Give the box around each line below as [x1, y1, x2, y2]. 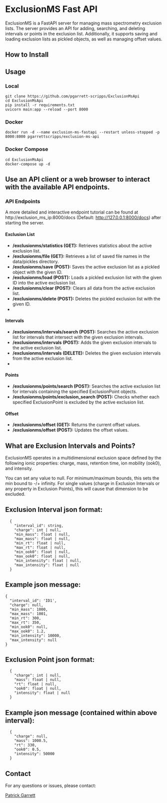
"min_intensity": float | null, [14, 558, 81, 563]
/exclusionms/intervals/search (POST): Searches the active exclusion [12, 328, 159, 334]
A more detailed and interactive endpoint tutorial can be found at [5, 209, 138, 215]
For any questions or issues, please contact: [5, 782, 96, 788]
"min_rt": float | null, [14, 540, 66, 545]
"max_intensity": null [9, 637, 57, 642]
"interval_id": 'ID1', [9, 598, 57, 603]
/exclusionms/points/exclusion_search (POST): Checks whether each [12, 393, 160, 399]
